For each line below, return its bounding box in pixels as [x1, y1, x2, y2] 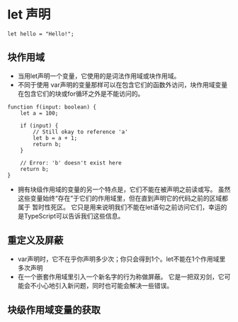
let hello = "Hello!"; [7, 30, 74, 38]
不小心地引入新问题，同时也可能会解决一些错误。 [30, 281, 174, 289]
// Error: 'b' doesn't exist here [20, 159, 122, 167]
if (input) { [20, 122, 59, 129]
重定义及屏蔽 [7, 235, 64, 247]
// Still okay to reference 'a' [33, 128, 129, 135]
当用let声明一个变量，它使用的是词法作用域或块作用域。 [17, 72, 181, 80]
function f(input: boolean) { [7, 104, 97, 111]
